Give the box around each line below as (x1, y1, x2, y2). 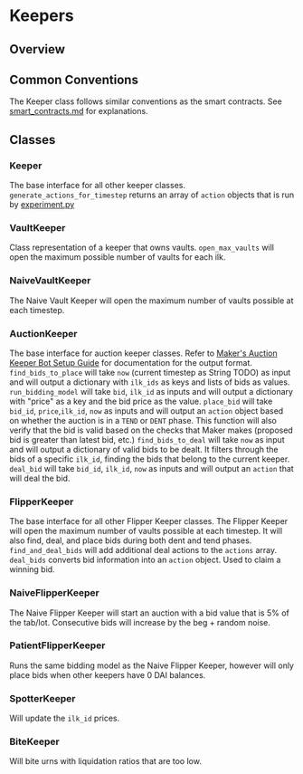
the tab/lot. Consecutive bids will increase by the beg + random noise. (9, 616, 271, 627)
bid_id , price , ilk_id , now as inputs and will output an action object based (9, 405, 284, 416)
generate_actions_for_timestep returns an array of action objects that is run (9, 189, 295, 200)
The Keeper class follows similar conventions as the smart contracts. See (9, 96, 282, 107)
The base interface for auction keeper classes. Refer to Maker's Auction (9, 348, 278, 358)
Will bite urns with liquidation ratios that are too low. (9, 756, 202, 767)
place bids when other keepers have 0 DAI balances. (9, 669, 206, 680)
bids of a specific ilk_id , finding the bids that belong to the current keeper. (9, 454, 290, 464)
